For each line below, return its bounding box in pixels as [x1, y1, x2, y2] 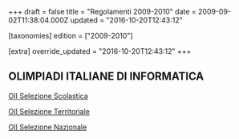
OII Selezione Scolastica [8, 91, 88, 100]
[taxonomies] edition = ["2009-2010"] [8, 31, 134, 40]
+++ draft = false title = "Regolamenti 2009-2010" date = [8, 7, 196, 16]
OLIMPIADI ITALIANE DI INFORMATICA [8, 70, 205, 84]
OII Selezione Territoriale [8, 106, 90, 116]
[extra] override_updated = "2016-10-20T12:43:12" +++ [8, 47, 192, 55]
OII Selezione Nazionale [8, 122, 87, 132]
